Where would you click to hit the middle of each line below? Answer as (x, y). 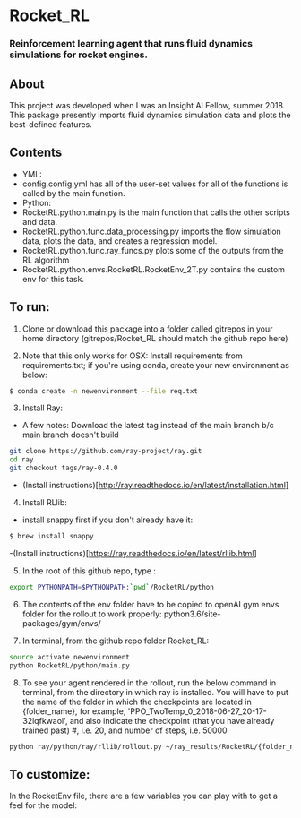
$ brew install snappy (52, 537)
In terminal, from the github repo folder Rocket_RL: (116, 641)
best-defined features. (51, 124)
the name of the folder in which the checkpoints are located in (137, 702)
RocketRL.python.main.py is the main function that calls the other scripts (156, 212)
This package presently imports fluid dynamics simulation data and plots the (150, 115)
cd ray (21, 460)
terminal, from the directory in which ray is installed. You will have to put (155, 692)
